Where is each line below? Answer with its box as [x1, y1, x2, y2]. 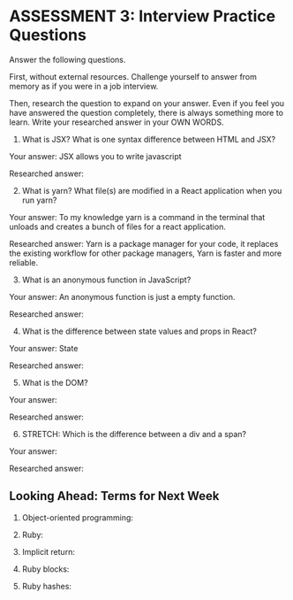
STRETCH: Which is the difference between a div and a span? [21, 428, 247, 439]
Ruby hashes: [21, 581, 72, 591]
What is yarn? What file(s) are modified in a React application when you [21, 185, 282, 196]
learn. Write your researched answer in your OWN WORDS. [9, 117, 224, 127]
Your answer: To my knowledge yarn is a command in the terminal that [9, 212, 266, 222]
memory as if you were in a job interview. [9, 81, 159, 91]
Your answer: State [9, 342, 79, 353]
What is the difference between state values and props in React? [21, 326, 258, 336]
